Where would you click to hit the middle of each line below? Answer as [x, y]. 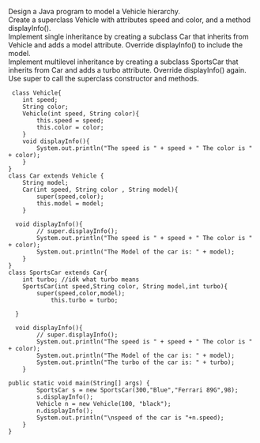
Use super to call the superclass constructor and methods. [104, 79]
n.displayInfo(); [65, 411]
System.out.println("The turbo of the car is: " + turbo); [136, 362]
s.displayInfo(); [65, 397]
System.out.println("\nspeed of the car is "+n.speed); [130, 418]
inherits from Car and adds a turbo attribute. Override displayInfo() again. [127, 70]
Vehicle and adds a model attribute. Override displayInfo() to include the [126, 45]
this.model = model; [70, 204]
